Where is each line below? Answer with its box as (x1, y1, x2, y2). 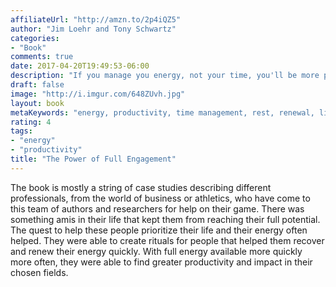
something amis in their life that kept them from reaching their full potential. (10, 213, 321, 225)
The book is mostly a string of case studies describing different (10, 181, 272, 193)
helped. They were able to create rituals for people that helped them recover (10, 234, 325, 246)
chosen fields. (10, 266, 69, 278)
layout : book (10, 98, 65, 108)
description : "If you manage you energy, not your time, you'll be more (10, 71, 320, 81)
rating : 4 (10, 117, 52, 127)
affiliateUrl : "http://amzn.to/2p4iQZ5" (10, 14, 182, 25)
